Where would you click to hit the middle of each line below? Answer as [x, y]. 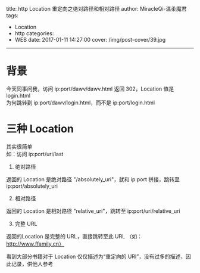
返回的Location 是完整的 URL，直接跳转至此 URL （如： [74, 236]
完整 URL [26, 224]
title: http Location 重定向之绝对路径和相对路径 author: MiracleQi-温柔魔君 [96, 9]
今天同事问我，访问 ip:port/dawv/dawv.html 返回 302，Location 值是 [90, 89]
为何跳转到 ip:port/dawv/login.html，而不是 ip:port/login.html [81, 103]
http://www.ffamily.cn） [35, 244]
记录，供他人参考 [32, 263]
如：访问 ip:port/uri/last [35, 154]
